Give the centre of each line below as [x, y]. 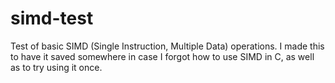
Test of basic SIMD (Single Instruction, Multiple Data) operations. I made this [167, 46]
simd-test [52, 18]
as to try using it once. [56, 67]
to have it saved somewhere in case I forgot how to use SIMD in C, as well [162, 56]
